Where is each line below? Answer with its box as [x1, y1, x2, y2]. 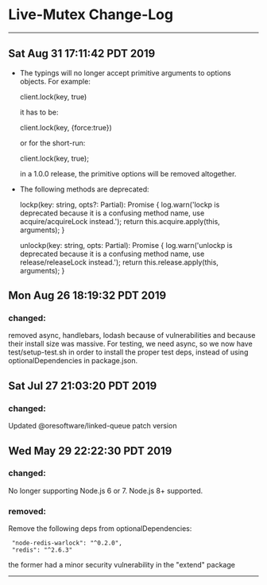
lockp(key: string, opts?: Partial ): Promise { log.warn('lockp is [19, 200, 220, 209]
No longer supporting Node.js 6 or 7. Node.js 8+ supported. [8, 486, 203, 495]
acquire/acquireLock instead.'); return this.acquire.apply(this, [19, 216, 220, 226]
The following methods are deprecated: [19, 184, 149, 194]
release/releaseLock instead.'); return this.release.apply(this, [19, 257, 219, 267]
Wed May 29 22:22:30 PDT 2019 [8, 444, 172, 458]
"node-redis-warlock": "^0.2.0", [11, 539, 123, 548]
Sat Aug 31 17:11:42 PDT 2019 [8, 47, 156, 60]
